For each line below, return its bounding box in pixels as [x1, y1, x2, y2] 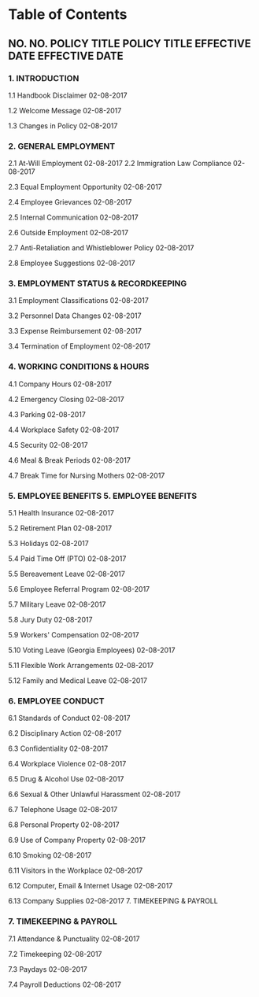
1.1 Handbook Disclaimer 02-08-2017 [8, 90, 128, 100]
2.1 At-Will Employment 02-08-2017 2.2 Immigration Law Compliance [8, 159, 232, 168]
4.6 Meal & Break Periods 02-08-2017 [8, 455, 131, 465]
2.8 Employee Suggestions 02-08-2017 [8, 258, 135, 268]
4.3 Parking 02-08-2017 [8, 409, 87, 419]
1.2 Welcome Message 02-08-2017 [8, 105, 122, 115]
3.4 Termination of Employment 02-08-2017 [8, 342, 151, 351]
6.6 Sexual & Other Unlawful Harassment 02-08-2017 [8, 789, 181, 799]
